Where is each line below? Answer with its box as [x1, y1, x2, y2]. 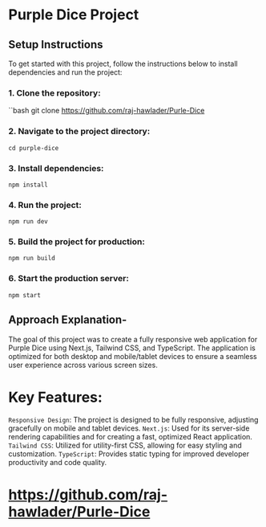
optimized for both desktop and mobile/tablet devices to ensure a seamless [8, 351, 258, 361]
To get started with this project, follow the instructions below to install [8, 59, 238, 68]
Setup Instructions [8, 38, 103, 51]
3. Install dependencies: [8, 162, 104, 174]
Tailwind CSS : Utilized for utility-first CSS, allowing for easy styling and [8, 440, 242, 450]
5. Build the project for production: [8, 236, 146, 247]
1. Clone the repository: [8, 87, 102, 98]
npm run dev [8, 218, 48, 226]
